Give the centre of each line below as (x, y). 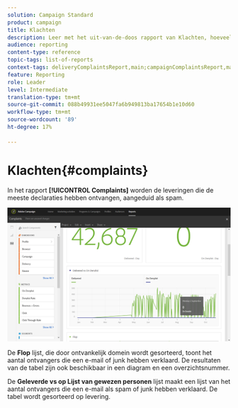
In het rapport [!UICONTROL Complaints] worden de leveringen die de (110, 190)
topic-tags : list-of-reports (50, 60)
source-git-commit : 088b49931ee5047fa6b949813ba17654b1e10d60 (101, 105)
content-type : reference (44, 52)
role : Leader (27, 82)
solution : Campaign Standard (50, 15)
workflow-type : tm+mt (39, 112)
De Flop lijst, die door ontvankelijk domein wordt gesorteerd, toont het (110, 353)
